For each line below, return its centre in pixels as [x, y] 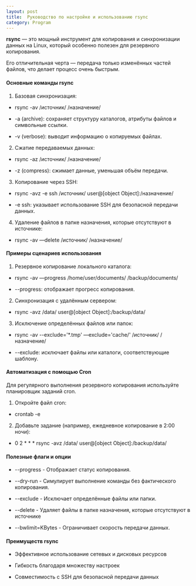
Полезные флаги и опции [39, 457]
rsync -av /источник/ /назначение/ [58, 107]
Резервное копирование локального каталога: [73, 266]
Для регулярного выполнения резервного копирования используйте [92, 385]
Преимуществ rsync [32, 541]
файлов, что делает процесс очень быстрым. [63, 69]
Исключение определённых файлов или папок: [74, 323]
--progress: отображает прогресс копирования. [75, 289]
